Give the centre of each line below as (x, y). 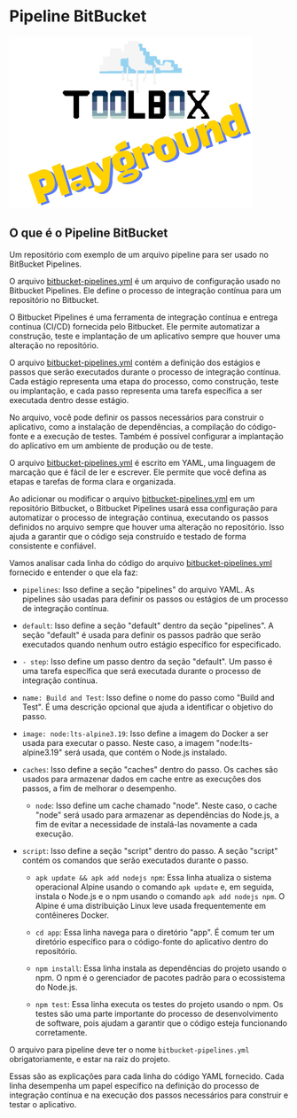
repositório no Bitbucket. (54, 299)
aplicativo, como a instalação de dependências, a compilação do (128, 426)
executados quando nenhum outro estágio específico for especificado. (152, 644)
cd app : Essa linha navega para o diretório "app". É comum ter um (155, 932)
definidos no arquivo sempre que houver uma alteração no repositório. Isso (147, 527)
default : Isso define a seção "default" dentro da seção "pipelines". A (148, 625)
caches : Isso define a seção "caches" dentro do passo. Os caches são (150, 769)
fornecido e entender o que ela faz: (74, 572)
